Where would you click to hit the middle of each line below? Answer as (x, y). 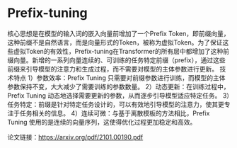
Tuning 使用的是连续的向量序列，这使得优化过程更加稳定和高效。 (102, 122)
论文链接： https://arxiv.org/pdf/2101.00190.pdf (75, 137)
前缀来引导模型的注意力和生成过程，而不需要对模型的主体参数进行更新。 (112, 69)
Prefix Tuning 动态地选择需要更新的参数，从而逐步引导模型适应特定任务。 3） (118, 95)
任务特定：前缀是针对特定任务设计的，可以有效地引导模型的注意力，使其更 (116, 104)
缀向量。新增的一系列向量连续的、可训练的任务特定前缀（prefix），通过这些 (116, 60)
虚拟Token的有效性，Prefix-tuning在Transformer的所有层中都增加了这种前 (121, 51)
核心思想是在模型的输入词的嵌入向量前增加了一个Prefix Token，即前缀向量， (118, 33)
